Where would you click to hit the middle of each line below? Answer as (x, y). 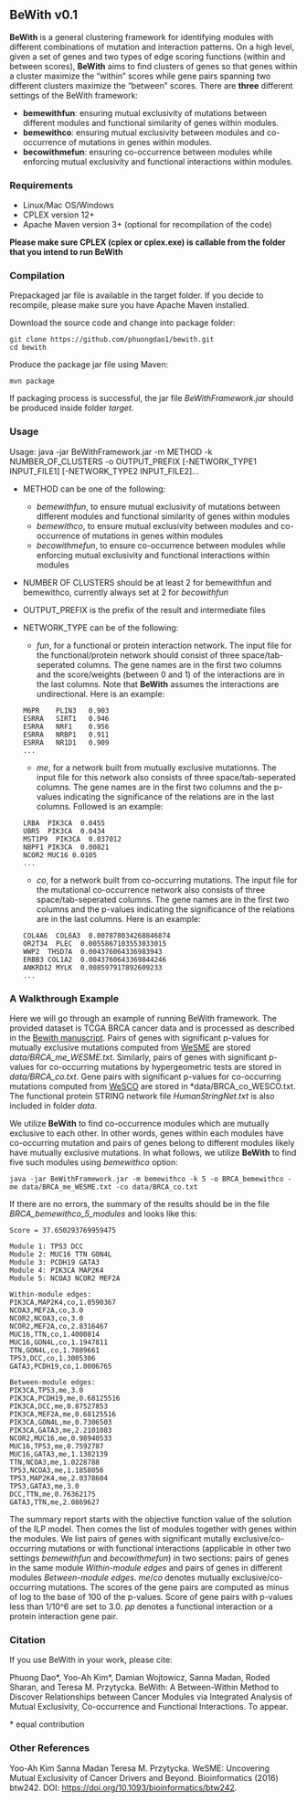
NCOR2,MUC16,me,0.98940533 (61, 1438)
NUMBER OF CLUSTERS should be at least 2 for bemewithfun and (147, 582)
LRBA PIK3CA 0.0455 (64, 823)
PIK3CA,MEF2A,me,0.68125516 (63, 1415)
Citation (27, 1639)
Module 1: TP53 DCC (47, 1246)
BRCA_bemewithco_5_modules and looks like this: (104, 1214)
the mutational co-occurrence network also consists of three (151, 889)
